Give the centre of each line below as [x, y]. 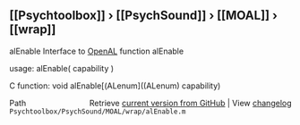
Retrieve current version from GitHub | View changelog [190, 103]
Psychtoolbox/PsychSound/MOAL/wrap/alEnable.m [98, 112]
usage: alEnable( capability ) [62, 68]
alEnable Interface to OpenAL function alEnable [97, 51]
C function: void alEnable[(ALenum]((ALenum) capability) [115, 86]
